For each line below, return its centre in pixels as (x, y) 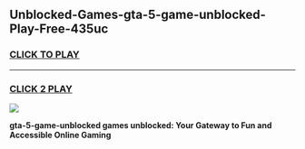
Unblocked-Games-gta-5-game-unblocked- (138, 15)
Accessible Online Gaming (60, 135)
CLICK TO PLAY (44, 55)
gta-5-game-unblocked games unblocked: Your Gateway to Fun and (141, 125)
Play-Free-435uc (59, 29)
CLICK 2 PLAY (41, 88)
